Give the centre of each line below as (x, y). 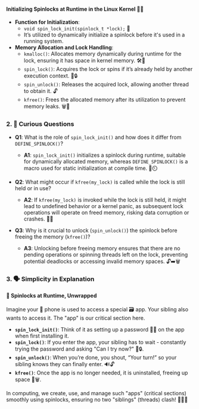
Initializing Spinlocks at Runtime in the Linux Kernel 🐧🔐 (75, 9)
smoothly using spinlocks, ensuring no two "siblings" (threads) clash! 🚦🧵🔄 (97, 399)
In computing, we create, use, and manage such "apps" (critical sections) (96, 393)
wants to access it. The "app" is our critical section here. (76, 318)
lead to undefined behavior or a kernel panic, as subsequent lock (103, 206)
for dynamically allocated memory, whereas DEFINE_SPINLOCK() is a (106, 161)
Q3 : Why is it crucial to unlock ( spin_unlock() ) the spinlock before (96, 230)
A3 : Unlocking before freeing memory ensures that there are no (102, 248)
